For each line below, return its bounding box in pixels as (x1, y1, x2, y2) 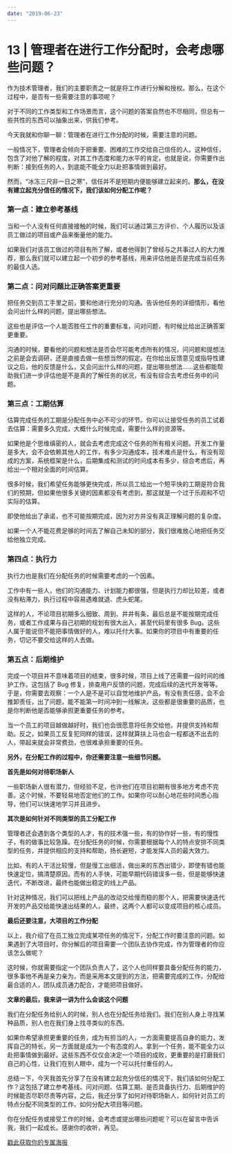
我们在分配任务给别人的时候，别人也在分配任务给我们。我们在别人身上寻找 (7, 1010, 219, 1019)
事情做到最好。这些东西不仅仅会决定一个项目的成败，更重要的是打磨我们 (19, 1051, 225, 1060)
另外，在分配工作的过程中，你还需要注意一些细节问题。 (7, 753, 164, 762)
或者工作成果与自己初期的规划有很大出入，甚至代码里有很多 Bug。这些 (19, 618, 220, 627)
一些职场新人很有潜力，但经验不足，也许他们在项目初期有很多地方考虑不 (7, 783, 213, 791)
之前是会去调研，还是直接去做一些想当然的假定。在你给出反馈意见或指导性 (7, 354, 219, 362)
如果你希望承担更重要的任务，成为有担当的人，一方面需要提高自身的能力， (7, 1033, 219, 1042)
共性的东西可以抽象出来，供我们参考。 (12, 116, 122, 124)
